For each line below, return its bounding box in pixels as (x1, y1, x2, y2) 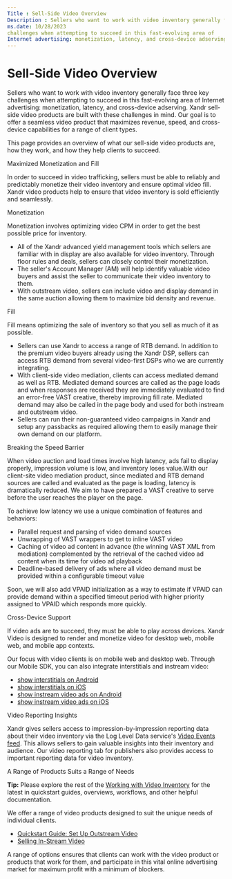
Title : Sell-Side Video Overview (7, 10, 107, 17)
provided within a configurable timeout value (17, 572, 145, 580)
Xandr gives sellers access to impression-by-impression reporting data (7, 725, 209, 733)
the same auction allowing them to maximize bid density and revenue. (17, 294, 216, 302)
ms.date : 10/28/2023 (7, 23, 67, 30)
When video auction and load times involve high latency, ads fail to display (7, 457, 219, 465)
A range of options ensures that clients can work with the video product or (7, 851, 219, 859)
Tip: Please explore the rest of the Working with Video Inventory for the (7, 781, 211, 789)
